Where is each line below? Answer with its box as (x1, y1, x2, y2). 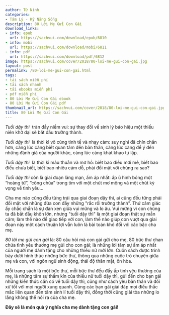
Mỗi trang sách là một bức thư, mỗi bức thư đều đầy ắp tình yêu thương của (5, 267, 162, 274)
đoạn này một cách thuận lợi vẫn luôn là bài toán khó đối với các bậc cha (5, 222, 156, 228)
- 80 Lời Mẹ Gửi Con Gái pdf (5, 101, 66, 106)
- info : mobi (5, 40, 33, 45)
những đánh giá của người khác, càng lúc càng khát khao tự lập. (5, 149, 138, 156)
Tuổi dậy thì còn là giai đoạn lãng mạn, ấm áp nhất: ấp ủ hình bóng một (5, 174, 152, 180)
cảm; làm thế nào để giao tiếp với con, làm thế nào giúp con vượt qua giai (5, 216, 157, 222)
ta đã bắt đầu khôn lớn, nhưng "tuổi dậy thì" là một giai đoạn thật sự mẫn (5, 211, 156, 217)
